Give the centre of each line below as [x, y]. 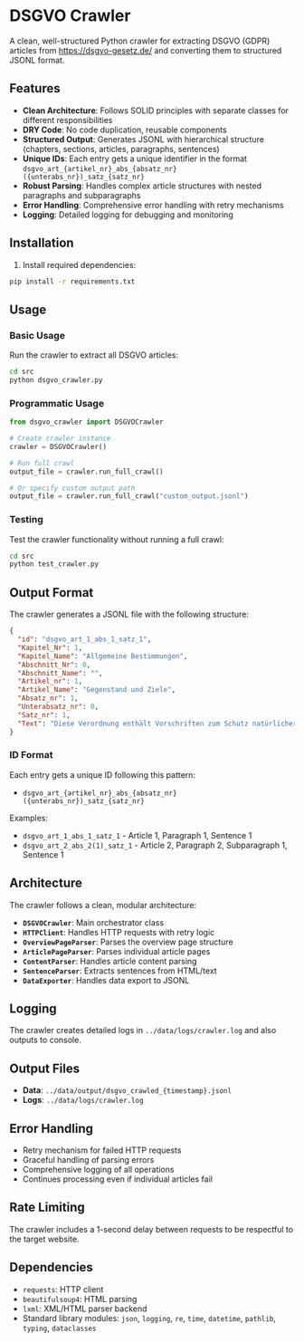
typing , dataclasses [59, 1328]
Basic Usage [38, 335]
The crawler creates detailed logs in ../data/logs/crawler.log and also [143, 1030]
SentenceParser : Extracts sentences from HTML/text [119, 971]
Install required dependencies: [79, 264]
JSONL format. [37, 60]
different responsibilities [67, 120]
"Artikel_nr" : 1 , [50, 681]
